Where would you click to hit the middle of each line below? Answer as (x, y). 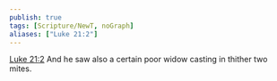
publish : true (36, 17)
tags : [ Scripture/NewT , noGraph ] (72, 26)
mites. (21, 69)
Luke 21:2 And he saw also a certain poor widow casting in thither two (138, 60)
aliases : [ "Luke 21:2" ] (54, 34)
